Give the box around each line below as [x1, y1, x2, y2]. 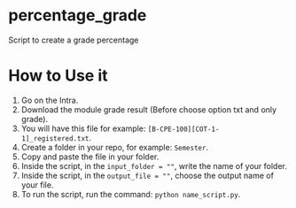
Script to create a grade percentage [8, 35, 139, 45]
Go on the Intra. [20, 95, 79, 105]
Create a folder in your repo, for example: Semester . [20, 142, 209, 152]
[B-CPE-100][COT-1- [147, 125, 220, 134]
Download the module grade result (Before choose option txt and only [20, 104, 277, 115]
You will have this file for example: [20, 123, 146, 134]
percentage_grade [8, 5, 147, 26]
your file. [20, 179, 54, 190]
